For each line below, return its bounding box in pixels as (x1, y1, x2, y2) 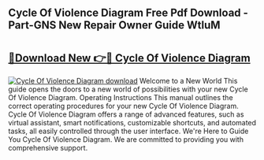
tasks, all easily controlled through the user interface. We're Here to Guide (8, 126, 249, 136)
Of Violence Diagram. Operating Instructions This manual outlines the (8, 93, 234, 102)
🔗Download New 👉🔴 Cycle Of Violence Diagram (8, 51, 251, 65)
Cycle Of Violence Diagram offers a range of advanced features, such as (8, 110, 244, 119)
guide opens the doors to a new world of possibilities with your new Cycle (8, 84, 248, 94)
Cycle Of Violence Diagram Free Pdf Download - (8, 6, 248, 20)
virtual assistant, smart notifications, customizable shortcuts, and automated (8, 118, 257, 127)
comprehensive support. (8, 143, 88, 152)
